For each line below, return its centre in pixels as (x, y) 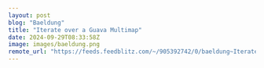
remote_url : (27, 52)
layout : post (29, 15)
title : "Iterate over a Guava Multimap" (75, 30)
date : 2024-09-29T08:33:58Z (54, 37)
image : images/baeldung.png (54, 45)
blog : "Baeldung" (37, 23)
